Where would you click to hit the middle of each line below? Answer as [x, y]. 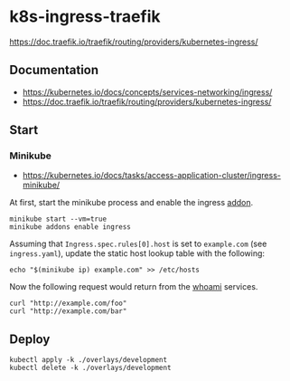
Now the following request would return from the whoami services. [134, 287]
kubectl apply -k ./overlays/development [89, 360]
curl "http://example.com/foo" [68, 304]
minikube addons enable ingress [70, 227]
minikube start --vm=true [58, 219]
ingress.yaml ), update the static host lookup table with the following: [137, 253]
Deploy [30, 339]
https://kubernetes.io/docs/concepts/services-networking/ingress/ [147, 91]
